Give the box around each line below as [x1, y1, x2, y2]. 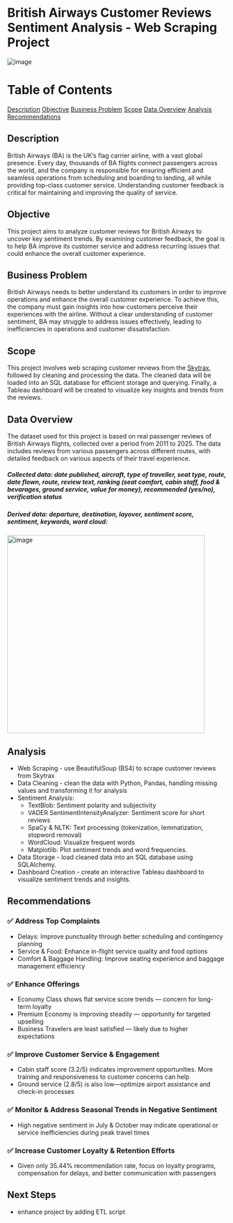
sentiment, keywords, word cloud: [7, 517, 108, 526]
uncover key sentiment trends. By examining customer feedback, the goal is [7, 234, 225, 243]
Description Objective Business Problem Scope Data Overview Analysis [7, 105, 212, 113]
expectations [17, 1032, 55, 1040]
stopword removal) [27, 831, 82, 840]
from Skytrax [17, 772, 55, 780]
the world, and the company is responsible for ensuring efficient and [7, 166, 204, 174]
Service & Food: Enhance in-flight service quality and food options [17, 947, 208, 955]
